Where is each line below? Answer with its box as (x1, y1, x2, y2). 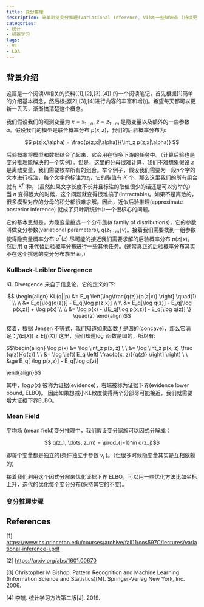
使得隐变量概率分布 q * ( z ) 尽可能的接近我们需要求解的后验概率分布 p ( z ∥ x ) (6, 234, 188, 242)
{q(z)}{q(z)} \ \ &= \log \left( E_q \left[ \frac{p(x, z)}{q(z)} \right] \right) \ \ (6, 351, 188, 358)
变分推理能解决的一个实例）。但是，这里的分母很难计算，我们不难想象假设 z (6, 159, 194, 166)
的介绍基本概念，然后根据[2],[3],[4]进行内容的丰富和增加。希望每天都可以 (6, 97, 191, 105)
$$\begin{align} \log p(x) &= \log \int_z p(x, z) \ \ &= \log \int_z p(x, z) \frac (6, 344, 193, 351)
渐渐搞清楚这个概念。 (32, 105, 86, 112)
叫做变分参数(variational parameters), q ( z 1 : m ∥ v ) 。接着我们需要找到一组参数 (6, 226, 196, 235)
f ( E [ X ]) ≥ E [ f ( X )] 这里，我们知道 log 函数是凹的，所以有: (17, 332, 156, 339)
